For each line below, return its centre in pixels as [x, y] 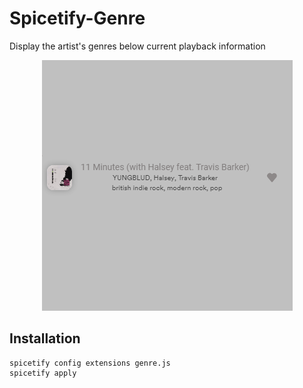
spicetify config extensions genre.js [90, 363]
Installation [45, 338]
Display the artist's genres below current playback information [137, 46]
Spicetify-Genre [77, 18]
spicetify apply [43, 373]
